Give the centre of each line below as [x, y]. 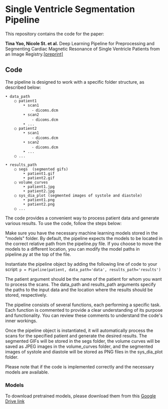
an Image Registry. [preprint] [34, 54]
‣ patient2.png [39, 204]
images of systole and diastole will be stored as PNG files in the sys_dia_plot [84, 351]
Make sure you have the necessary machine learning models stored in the [81, 233]
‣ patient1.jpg [39, 186]
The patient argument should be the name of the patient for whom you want [83, 279]
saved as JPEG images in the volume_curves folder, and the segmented [79, 346]
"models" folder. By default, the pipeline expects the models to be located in [84, 238]
